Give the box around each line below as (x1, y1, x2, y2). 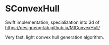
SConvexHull (5, 3, 60, 14)
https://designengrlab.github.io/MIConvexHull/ (5, 24, 100, 30)
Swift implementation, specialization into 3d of (5, 19, 100, 25)
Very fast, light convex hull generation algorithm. (5, 34, 105, 40)
